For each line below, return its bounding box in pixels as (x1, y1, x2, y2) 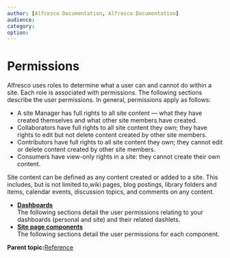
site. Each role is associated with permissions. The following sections (7, 88, 203, 96)
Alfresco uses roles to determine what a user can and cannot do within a (7, 81, 212, 90)
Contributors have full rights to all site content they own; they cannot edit (16, 138, 223, 146)
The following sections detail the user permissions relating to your (16, 208, 203, 216)
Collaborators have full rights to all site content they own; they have (16, 124, 207, 132)
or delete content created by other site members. (16, 145, 156, 154)
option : (7, 29, 29, 36)
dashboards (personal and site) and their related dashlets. (16, 216, 181, 224)
